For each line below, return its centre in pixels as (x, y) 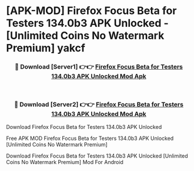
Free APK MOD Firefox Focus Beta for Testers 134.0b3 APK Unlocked (90, 138)
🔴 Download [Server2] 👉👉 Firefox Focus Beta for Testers (99, 105)
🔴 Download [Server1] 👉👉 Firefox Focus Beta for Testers (99, 67)
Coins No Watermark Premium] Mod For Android (65, 162)
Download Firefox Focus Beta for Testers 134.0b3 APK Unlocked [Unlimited (97, 156)
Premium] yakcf (46, 48)
